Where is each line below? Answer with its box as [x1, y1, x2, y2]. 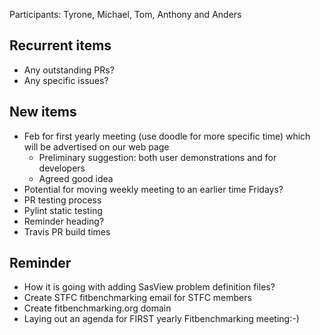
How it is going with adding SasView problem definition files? [23, 281, 276, 293]
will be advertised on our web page [23, 140, 170, 153]
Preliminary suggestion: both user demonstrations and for [38, 151, 277, 163]
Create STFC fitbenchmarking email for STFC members [23, 292, 252, 304]
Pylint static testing [23, 204, 103, 216]
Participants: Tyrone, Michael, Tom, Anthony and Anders [9, 9, 242, 20]
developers [38, 162, 86, 174]
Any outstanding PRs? [23, 64, 115, 76]
